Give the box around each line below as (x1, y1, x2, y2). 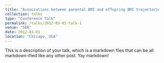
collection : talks (5, 12, 42, 16)
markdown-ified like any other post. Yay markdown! (5, 52, 109, 58)
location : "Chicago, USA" (5, 34, 58, 39)
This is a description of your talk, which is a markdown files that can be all (5, 47, 154, 53)
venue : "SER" (5, 25, 32, 30)
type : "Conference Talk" (5, 16, 56, 21)
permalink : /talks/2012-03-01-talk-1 (5, 20, 82, 26)
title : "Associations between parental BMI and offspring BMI (5, 7, 134, 12)
